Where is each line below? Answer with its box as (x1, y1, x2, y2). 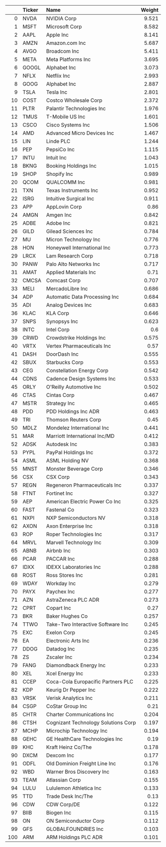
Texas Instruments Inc (46, 187, 99, 193)
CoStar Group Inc (46, 703, 88, 709)
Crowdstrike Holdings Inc (46, 335, 106, 341)
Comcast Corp (46, 277, 81, 284)
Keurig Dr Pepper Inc (46, 686, 96, 693)
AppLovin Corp (46, 204, 82, 210)
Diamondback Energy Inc (46, 662, 106, 669)
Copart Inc (46, 605, 71, 611)
